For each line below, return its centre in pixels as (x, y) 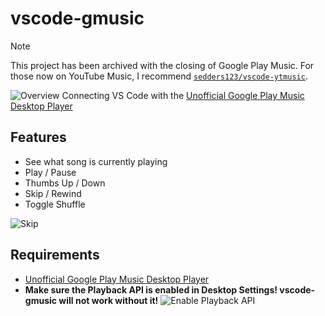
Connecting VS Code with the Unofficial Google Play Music (183, 95)
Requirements (55, 255)
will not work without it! (108, 300)
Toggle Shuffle (55, 204)
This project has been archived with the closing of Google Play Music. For (162, 65)
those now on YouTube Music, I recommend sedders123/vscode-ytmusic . (159, 76)
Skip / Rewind (53, 193)
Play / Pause (50, 172)
